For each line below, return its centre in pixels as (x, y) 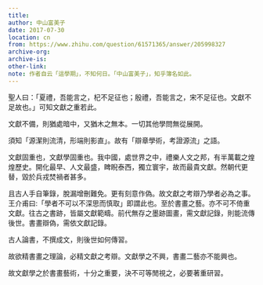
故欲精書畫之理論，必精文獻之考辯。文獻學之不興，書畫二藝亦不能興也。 (124, 256)
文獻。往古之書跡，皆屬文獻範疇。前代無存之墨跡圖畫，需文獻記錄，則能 (124, 213)
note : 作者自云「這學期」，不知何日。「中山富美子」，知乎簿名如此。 (102, 74)
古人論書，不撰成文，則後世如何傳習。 (70, 239)
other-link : (27, 67)
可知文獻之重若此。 (70, 107)
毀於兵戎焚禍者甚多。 (56, 177)
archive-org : (29, 52)
